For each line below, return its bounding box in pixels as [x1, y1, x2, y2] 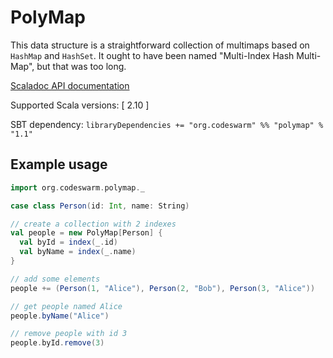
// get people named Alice [10, 301, 123, 311]
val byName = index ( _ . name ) [19, 247, 137, 257]
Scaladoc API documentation [10, 79, 130, 91]
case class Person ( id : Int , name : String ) [10, 201, 190, 211]
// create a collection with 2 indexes [10, 219, 177, 229]
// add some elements [10, 274, 101, 284]
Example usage [10, 156, 108, 173]
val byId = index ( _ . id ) [19, 237, 118, 248]
